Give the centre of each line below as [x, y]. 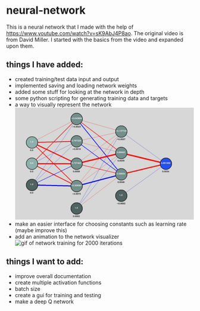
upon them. [20, 46]
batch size [27, 289]
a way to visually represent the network [63, 104]
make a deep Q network [44, 301]
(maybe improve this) [41, 230]
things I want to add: [45, 262]
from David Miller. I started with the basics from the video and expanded [95, 39]
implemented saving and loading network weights [76, 85]
